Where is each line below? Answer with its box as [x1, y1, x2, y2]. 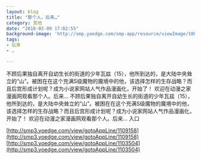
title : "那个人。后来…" [6, 14, 60, 20]
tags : [6, 36, 20, 42]
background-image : [6, 31, 52, 37]
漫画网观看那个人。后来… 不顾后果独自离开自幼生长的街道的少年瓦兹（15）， [6, 92, 193, 99]
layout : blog [6, 8, 39, 15]
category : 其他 [6, 20, 42, 26]
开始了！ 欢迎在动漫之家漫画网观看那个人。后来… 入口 [6, 115, 139, 122]
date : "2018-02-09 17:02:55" [6, 25, 79, 32]
